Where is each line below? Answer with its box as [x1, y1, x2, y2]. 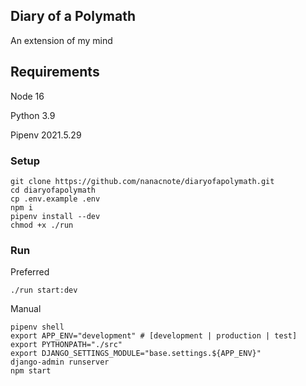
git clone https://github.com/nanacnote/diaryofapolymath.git [10, 176, 275, 186]
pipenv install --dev [10, 211, 101, 221]
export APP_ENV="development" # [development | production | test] [10, 331, 298, 341]
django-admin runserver [10, 357, 110, 368]
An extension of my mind [10, 34, 113, 46]
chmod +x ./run [10, 220, 74, 230]
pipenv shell [10, 322, 65, 333]
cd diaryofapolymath [10, 185, 97, 195]
